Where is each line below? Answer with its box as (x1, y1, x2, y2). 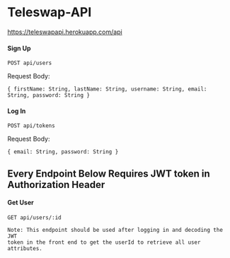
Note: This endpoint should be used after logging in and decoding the (7, 226, 223, 233)
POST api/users (7, 59, 52, 67)
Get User (7, 199, 34, 207)
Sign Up (7, 44, 31, 52)
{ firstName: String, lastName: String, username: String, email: (7, 86, 207, 93)
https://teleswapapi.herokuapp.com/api (7, 28, 122, 36)
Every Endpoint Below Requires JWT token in (7, 168, 210, 180)
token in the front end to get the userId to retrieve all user (7, 238, 201, 246)
